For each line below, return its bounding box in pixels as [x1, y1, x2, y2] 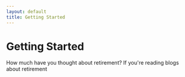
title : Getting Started [6, 14, 66, 20]
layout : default [6, 8, 47, 15]
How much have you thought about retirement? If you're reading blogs [6, 59, 179, 66]
